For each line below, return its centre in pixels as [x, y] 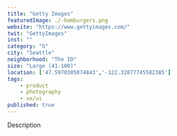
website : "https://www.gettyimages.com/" [69, 27]
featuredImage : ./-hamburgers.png [58, 20]
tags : [15, 79]
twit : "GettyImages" [38, 33]
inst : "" [20, 40]
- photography [40, 92]
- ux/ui [31, 99]
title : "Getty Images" [40, 14]
